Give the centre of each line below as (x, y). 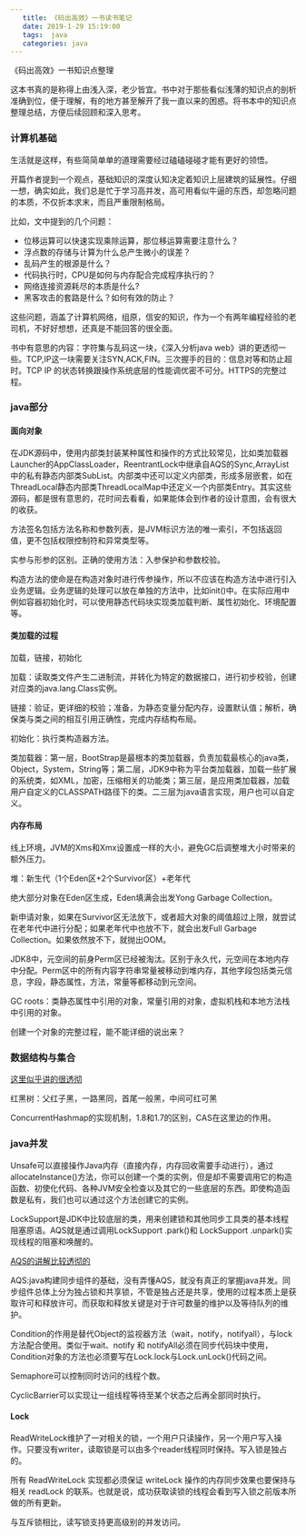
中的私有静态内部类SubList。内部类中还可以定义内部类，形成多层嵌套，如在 (152, 475)
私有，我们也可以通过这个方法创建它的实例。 (109, 1199)
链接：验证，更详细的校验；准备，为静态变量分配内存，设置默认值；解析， (149, 707)
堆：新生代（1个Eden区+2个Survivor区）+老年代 (100, 878)
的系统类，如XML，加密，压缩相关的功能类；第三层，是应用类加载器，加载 (150, 780)
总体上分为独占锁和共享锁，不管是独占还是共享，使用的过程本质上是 (161, 1291)
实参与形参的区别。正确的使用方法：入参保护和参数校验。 (118, 560)
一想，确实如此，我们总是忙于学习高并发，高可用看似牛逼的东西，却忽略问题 (153, 190)
